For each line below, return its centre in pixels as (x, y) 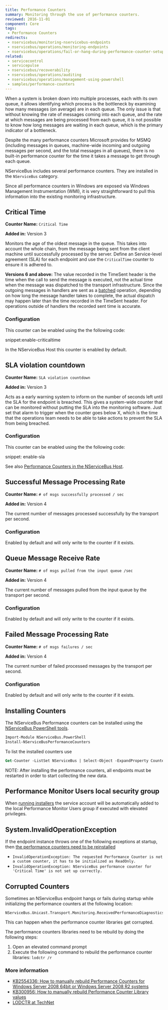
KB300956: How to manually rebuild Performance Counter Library (80, 992)
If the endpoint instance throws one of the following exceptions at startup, (81, 842)
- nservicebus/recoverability (39, 70)
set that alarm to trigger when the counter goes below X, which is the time (81, 412)
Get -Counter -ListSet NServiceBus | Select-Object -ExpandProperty (77, 761)
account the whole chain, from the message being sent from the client (77, 249)
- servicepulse (23, 65)
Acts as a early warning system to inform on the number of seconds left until (84, 397)
